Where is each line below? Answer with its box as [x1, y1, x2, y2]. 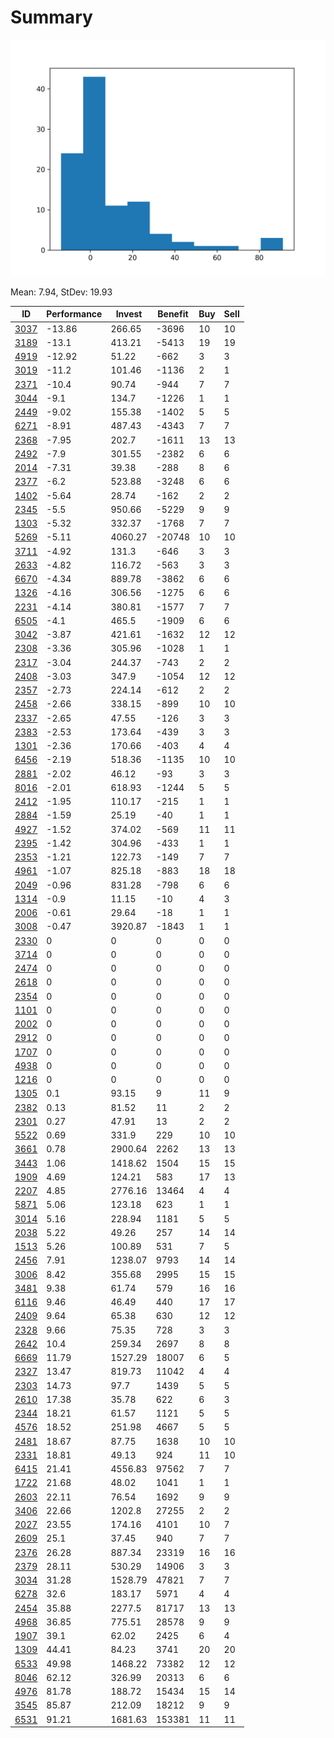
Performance [46, 308, 103, 320]
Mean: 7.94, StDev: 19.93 [10, 286, 113, 298]
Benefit [157, 308, 189, 320]
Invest [115, 308, 143, 320]
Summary [10, 6, 93, 29]
